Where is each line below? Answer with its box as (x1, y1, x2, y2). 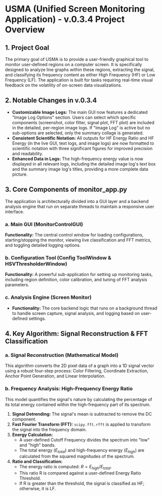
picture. (12, 171, 28, 177)
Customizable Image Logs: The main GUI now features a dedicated (12, 109, 148, 115)
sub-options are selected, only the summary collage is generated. (12, 130, 144, 136)
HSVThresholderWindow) (5, 260, 67, 267)
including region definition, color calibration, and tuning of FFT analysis (5, 276, 147, 283)
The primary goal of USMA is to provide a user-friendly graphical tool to (5, 56, 149, 62)
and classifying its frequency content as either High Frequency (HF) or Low (5, 72, 156, 77)
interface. (5, 208, 24, 215)
